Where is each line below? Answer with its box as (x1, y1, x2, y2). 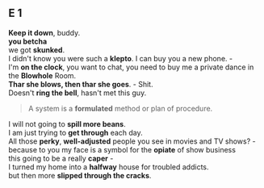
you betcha (8, 36, 48, 46)
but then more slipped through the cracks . (8, 170, 152, 180)
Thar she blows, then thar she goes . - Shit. (8, 79, 153, 89)
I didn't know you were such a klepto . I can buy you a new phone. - (8, 53, 233, 63)
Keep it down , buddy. (8, 27, 81, 37)
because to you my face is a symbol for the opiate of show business (8, 144, 237, 154)
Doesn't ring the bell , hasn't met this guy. (8, 88, 147, 98)
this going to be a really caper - (8, 153, 114, 163)
